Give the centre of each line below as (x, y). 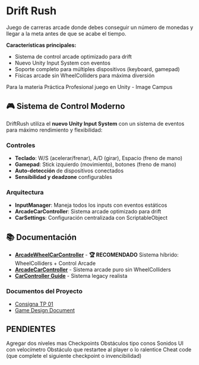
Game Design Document (45, 310)
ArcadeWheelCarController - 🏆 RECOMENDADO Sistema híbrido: (97, 255)
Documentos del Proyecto (45, 292)
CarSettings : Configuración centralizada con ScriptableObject (91, 218)
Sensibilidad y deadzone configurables (64, 177)
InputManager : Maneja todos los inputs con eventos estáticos (91, 205)
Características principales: (41, 45)
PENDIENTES (31, 329)
